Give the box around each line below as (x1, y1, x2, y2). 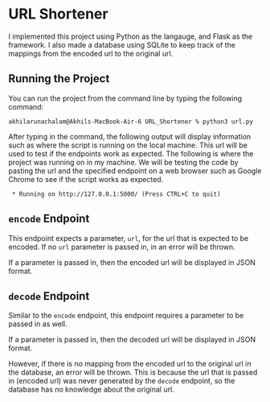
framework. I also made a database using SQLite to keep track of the (8, 39, 235, 49)
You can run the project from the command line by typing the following (8, 93, 243, 103)
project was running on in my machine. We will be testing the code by (8, 157, 239, 167)
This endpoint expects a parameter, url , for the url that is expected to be (8, 233, 249, 242)
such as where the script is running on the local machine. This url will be (8, 140, 247, 150)
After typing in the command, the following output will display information (8, 131, 252, 141)
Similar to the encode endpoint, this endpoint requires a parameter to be (8, 311, 244, 321)
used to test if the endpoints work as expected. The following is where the (8, 148, 254, 158)
